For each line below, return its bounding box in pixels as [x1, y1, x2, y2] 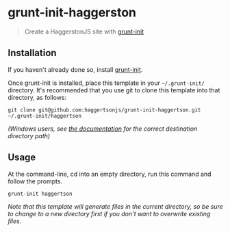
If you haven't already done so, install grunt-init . [8, 65, 143, 73]
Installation [8, 47, 57, 59]
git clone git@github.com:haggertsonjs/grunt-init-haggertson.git [8, 106, 201, 114]
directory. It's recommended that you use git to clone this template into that [8, 86, 220, 94]
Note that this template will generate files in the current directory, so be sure [8, 202, 223, 210]
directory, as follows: [8, 93, 67, 101]
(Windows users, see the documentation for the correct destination [8, 125, 198, 133]
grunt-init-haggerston [8, 5, 136, 21]
